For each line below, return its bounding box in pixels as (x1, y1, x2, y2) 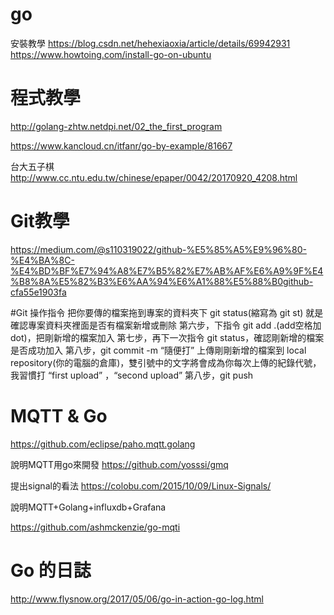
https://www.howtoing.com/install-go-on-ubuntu (10, 48, 212, 60)
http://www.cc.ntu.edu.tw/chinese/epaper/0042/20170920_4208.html (10, 171, 298, 183)
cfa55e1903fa (10, 286, 67, 298)
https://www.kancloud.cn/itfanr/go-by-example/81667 (10, 139, 233, 152)
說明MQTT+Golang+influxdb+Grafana (10, 501, 167, 513)
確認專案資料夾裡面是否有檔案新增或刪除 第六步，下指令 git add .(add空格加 (10, 319, 322, 331)
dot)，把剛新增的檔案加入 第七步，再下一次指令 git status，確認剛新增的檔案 (10, 331, 325, 343)
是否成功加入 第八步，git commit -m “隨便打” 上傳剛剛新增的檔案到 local (10, 344, 307, 356)
